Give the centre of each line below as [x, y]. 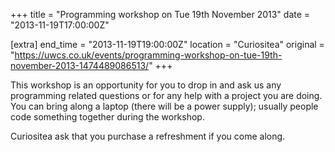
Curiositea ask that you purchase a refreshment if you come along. [148, 136]
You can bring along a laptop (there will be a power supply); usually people [164, 106]
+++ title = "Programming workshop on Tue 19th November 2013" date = [160, 14]
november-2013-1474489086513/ [80, 65]
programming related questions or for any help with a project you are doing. [166, 95]
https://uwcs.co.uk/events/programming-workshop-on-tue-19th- [148, 55]
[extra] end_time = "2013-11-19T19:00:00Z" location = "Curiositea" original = [167, 44]
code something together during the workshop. [107, 117]
